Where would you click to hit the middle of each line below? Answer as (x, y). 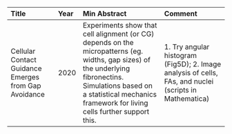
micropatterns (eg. (113, 51)
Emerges (25, 77)
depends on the (108, 42)
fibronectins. (103, 77)
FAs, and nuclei (189, 81)
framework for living (115, 103)
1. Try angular (187, 47)
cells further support (116, 112)
